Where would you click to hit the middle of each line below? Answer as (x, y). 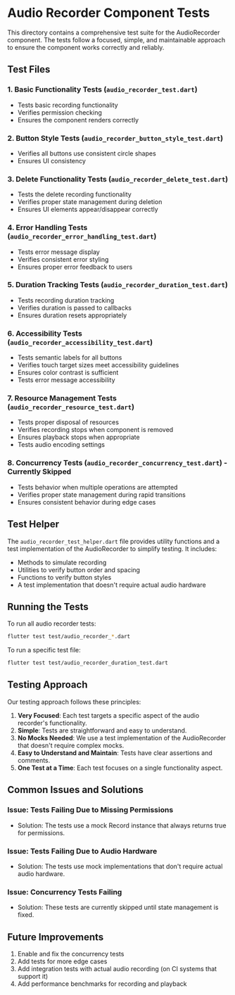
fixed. (26, 915)
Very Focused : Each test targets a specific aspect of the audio (108, 715)
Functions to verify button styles (64, 577)
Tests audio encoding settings (61, 445)
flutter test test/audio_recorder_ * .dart (69, 637)
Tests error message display (58, 252)
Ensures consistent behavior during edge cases (87, 502)
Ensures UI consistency (52, 160)
